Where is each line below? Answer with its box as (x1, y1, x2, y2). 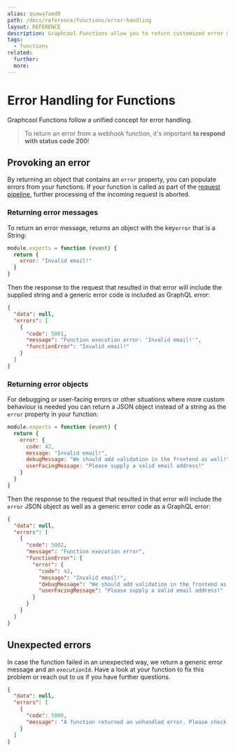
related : (7, 50, 33, 57)
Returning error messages (7, 208, 99, 218)
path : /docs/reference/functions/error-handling (7, 17, 152, 24)
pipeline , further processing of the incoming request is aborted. (7, 190, 190, 199)
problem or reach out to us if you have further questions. (7, 672, 171, 681)
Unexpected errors (7, 639, 92, 651)
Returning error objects (7, 379, 89, 389)
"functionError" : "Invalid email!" (25, 343, 130, 350)
